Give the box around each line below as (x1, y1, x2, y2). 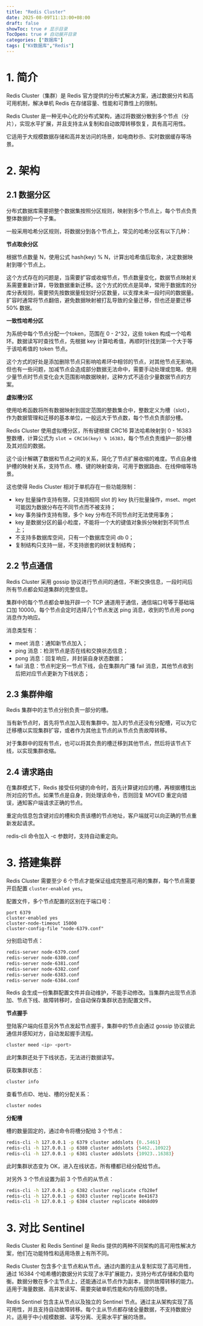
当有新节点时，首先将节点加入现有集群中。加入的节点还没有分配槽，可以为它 (6, 719, 197, 726)
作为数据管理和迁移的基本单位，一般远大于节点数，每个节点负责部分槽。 (6, 414, 186, 421)
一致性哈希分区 (6, 316, 43, 324)
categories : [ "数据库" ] (6, 37, 63, 43)
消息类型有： (6, 626, 38, 634)
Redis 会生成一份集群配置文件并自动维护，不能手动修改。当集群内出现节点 (6, 989, 192, 996)
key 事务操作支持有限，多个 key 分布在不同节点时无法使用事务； (14, 511, 175, 518)
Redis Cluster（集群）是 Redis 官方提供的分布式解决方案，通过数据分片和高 (6, 92, 194, 99)
